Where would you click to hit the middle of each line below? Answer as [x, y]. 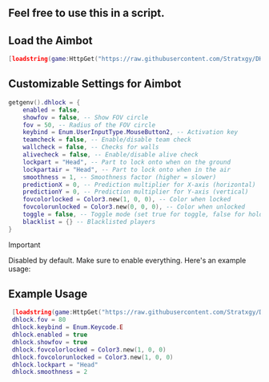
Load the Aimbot [51, 41]
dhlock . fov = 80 [39, 320]
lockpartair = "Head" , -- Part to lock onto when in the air [126, 169]
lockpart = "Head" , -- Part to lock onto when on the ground [126, 162]
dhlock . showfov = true [50, 342]
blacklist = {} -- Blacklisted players [89, 221]
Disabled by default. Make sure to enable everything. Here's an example [127, 260]
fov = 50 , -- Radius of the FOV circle [89, 125]
